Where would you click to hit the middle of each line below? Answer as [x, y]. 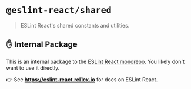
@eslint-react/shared [59, 10]
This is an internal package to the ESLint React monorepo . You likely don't [95, 61]
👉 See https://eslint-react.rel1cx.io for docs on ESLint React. [82, 79]
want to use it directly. [33, 68]
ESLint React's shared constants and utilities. [75, 25]
